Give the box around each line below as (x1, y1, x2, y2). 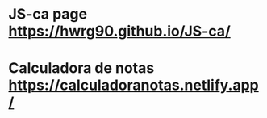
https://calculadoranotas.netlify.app (8, 76, 260, 95)
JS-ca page (8, 5, 87, 23)
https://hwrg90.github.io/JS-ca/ (8, 22, 232, 40)
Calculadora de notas (8, 59, 155, 78)
